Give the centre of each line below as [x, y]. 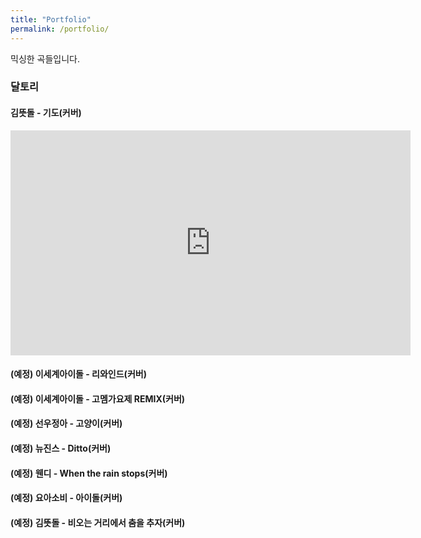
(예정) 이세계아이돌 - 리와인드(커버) [78, 374]
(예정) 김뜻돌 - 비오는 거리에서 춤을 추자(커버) [98, 522]
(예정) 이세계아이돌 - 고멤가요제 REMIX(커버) [98, 398]
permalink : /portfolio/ [60, 29]
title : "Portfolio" [51, 19]
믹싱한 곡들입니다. [45, 58]
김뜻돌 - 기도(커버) [46, 113]
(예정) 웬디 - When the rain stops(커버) [89, 473]
